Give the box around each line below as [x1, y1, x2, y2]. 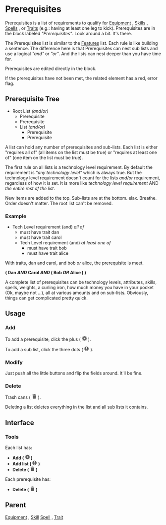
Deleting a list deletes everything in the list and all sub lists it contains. [5, 404, 148, 410]
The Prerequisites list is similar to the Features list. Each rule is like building [5, 40, 158, 46]
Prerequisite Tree [5, 95, 60, 103]
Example [5, 213, 27, 220]
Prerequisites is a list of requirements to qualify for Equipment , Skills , [5, 20, 148, 26]
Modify [5, 359, 23, 366]
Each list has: [5, 445, 32, 450]
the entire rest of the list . [5, 185, 55, 191]
